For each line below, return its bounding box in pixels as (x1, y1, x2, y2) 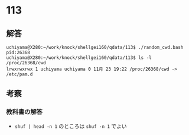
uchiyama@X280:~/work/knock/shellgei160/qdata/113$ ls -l (6, 55, 152, 61)
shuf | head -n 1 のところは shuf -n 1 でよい (14, 122, 127, 130)
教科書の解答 (6, 108, 43, 116)
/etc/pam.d (6, 71, 33, 77)
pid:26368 (6, 50, 31, 55)
